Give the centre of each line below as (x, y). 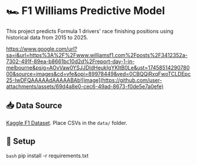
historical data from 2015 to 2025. (47, 37)
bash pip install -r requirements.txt (47, 156)
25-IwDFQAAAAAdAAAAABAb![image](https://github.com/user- (84, 80)
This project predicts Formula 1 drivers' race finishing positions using (90, 31)
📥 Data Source (34, 106)
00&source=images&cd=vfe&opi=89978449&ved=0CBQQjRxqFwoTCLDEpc (98, 74)
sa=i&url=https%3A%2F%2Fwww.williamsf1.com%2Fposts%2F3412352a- (97, 55)
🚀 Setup (21, 141)
